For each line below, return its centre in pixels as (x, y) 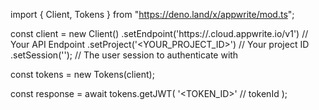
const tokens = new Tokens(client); (82, 74)
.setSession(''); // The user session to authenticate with (124, 55)
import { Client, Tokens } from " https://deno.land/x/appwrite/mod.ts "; (152, 14)
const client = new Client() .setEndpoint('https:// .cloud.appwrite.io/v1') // (159, 33)
